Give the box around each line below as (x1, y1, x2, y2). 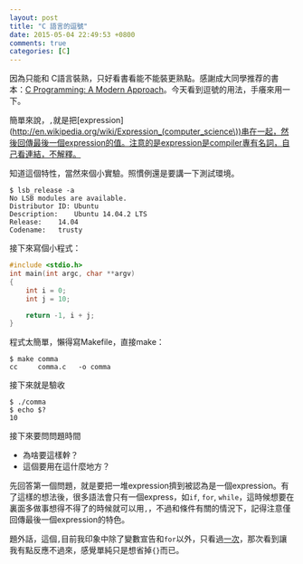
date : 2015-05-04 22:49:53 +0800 (9, 30, 136, 39)
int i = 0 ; (25, 286, 67, 295)
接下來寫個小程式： (9, 243, 81, 253)
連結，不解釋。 (24, 148, 81, 159)
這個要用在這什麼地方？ (22, 461, 110, 472)
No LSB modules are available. (9, 194, 128, 204)
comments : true (9, 38, 67, 48)
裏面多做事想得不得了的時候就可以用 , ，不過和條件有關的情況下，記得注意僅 (9, 503, 291, 514)
